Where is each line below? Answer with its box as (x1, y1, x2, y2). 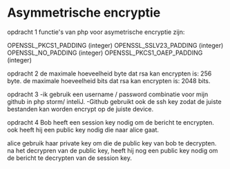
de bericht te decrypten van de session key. (7, 154, 133, 162)
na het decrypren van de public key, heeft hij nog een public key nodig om (7, 146, 218, 154)
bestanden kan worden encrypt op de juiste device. (7, 105, 154, 113)
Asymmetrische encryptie (7, 5, 161, 21)
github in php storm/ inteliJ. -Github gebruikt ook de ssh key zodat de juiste (7, 97, 222, 105)
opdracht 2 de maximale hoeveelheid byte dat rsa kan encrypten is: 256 (7, 69, 212, 78)
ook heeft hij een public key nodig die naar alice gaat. (7, 125, 160, 134)
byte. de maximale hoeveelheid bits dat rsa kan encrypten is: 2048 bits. (7, 76, 211, 84)
